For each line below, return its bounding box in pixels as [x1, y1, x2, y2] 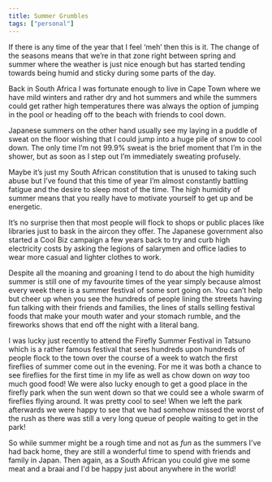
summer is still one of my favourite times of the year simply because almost [8, 276, 261, 286]
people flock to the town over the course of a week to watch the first [8, 353, 238, 362]
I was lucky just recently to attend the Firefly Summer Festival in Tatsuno [8, 335, 252, 345]
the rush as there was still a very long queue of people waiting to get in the [8, 413, 258, 423]
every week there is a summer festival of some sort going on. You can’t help [8, 285, 263, 295]
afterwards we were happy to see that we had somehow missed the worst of [8, 405, 265, 414]
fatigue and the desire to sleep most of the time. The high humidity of [8, 184, 241, 194]
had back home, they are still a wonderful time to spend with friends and [8, 446, 251, 456]
